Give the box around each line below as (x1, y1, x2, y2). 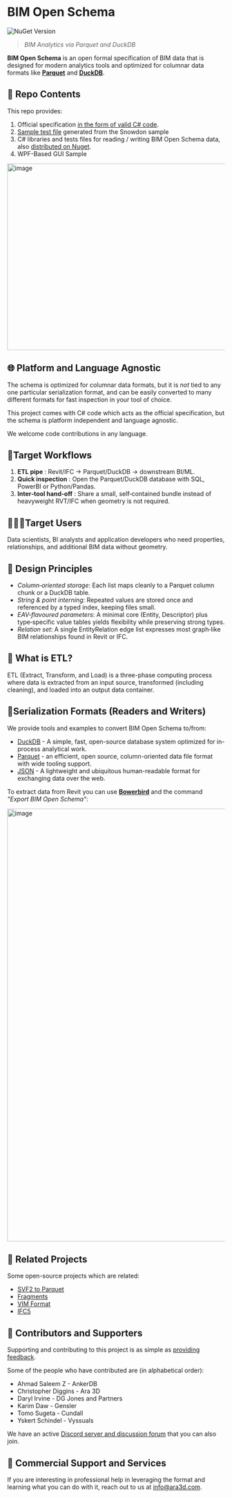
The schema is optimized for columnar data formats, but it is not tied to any (7, 381, 221, 389)
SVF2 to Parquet (17, 1285, 64, 1293)
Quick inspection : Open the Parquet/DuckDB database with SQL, (17, 475, 205, 484)
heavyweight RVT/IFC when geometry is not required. (17, 497, 171, 505)
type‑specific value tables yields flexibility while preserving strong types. (17, 618, 225, 626)
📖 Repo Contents (7, 88, 81, 100)
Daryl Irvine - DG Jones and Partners (17, 1394, 123, 1403)
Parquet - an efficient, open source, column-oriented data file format (17, 752, 213, 760)
